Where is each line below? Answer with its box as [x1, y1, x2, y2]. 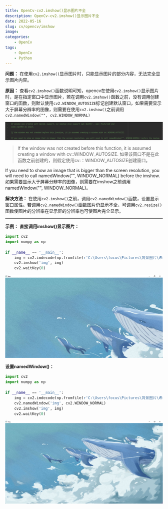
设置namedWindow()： [5, 363, 54, 370]
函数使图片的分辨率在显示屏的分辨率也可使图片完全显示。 [5, 208, 123, 214]
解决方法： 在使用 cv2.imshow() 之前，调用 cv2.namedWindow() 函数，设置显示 [5, 196, 159, 202]
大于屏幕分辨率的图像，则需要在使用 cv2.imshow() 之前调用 [5, 106, 124, 112]
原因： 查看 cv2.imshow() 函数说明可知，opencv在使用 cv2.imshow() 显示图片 [5, 88, 159, 94]
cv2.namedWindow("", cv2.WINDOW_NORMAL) [5, 113, 91, 118]
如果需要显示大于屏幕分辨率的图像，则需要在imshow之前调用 [5, 179, 131, 185]
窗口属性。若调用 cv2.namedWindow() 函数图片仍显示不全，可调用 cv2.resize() [5, 202, 162, 208]
